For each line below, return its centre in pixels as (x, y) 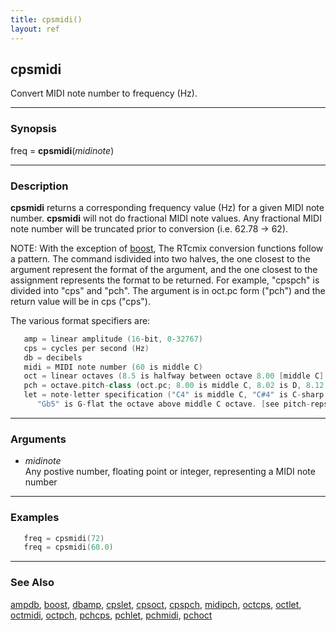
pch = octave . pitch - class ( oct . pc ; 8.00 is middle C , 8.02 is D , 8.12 (174, 386)
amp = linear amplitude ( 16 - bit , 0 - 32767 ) (113, 339)
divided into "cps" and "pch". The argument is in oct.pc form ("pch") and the (168, 290)
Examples (35, 518)
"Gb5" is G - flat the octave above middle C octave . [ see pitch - (173, 404)
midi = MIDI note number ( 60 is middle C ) (113, 367)
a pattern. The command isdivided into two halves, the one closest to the (160, 258)
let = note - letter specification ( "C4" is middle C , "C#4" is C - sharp (174, 395)
